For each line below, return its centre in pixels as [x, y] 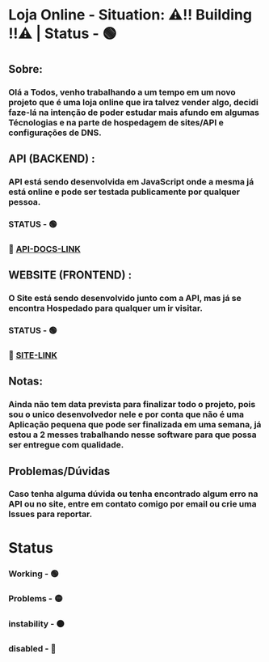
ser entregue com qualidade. [66, 445]
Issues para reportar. [50, 514]
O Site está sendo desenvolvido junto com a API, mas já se [125, 298]
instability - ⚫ [36, 624]
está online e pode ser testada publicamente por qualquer [124, 192]
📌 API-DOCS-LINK [44, 248]
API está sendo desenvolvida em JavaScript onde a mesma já [131, 181]
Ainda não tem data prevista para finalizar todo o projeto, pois [132, 405]
